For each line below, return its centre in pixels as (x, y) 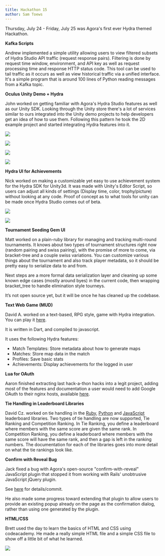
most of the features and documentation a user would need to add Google (80, 388)
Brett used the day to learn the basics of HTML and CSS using (68, 528)
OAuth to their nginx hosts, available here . (48, 394)
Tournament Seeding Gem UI (35, 230)
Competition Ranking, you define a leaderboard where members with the (79, 434)
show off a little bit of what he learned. (44, 539)
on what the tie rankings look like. (39, 450)
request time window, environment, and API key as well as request (72, 63)
